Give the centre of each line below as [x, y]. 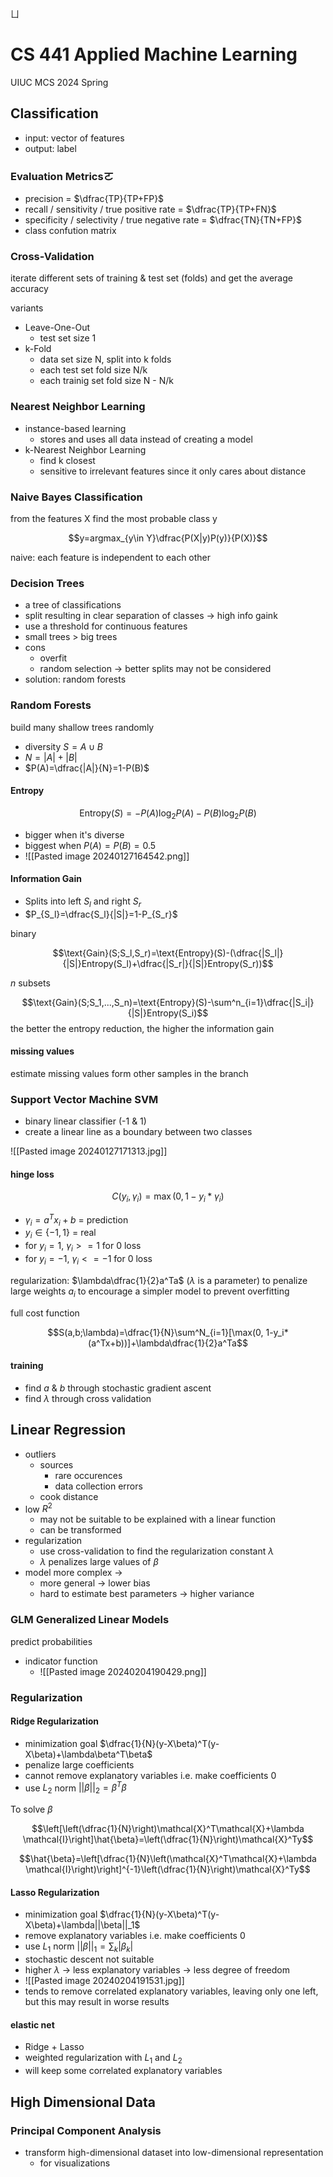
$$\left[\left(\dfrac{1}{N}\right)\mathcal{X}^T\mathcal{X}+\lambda [168, 1829]
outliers [40, 1454]
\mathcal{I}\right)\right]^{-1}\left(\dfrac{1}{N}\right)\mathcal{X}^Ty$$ [168, 1869]
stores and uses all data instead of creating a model [146, 439]
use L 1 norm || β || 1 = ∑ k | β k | [79, 1947]
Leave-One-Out [57, 328]
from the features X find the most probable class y [114, 518]
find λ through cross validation [88, 1398]
